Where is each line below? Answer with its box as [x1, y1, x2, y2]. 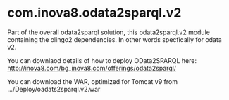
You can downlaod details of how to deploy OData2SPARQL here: [7, 56, 197, 64]
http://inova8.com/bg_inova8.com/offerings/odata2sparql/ [7, 64, 177, 72]
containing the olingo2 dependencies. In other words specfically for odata [7, 35, 222, 43]
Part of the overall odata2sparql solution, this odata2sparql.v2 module [7, 28, 210, 36]
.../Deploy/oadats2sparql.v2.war [7, 85, 101, 93]
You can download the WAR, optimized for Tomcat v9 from [7, 77, 178, 85]
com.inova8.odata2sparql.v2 [7, 5, 182, 21]
